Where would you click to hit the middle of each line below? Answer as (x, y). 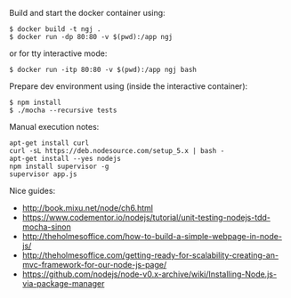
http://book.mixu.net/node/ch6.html (88, 208)
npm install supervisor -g (59, 166)
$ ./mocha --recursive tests (63, 110)
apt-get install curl (49, 143)
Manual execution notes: (54, 127)
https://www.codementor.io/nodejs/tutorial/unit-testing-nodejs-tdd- (146, 217)
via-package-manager (63, 283)
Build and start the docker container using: (88, 13)
